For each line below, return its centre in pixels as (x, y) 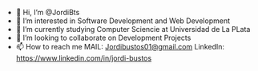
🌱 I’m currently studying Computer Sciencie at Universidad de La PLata (133, 29)
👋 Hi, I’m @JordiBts (48, 12)
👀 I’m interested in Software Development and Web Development (123, 21)
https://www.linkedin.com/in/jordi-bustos (84, 58)
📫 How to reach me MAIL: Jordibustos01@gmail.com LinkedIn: (120, 47)
